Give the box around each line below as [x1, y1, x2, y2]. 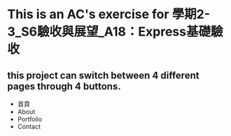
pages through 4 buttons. [7, 80, 121, 92]
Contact [17, 123, 41, 130]
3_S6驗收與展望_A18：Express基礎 [7, 24, 211, 40]
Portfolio [17, 115, 43, 123]
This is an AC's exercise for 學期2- [7, 6, 210, 22]
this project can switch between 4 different [7, 69, 199, 81]
